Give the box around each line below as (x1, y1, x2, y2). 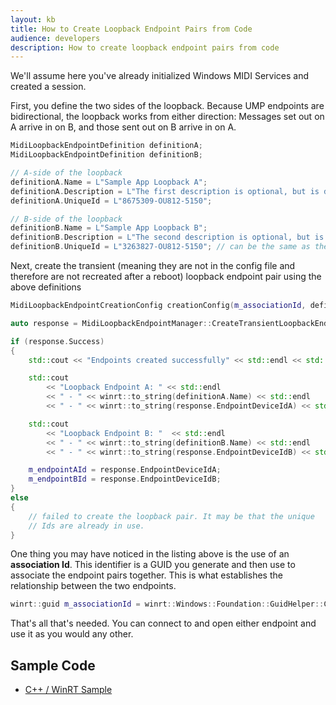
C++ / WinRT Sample (24, 684, 113, 696)
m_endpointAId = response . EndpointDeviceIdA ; (28, 465, 222, 475)
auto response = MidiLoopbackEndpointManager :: (10, 318, 213, 328)
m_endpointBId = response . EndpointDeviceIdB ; (28, 474, 222, 485)
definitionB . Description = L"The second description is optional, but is (10, 232, 325, 243)
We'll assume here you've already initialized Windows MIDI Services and (10, 70, 309, 82)
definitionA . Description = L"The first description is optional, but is (10, 186, 320, 196)
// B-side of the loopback (10, 214, 123, 224)
